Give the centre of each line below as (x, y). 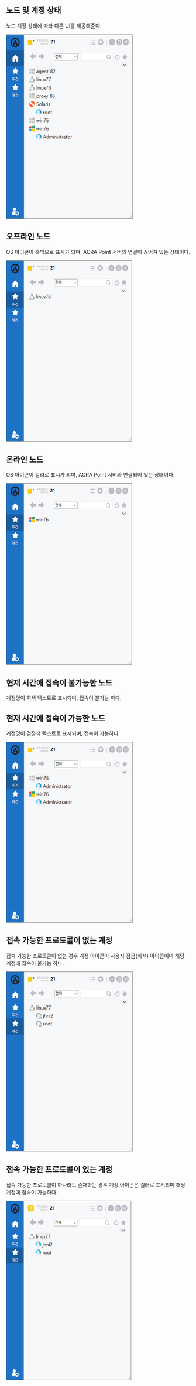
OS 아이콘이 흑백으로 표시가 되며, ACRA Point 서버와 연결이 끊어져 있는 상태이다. (98, 252)
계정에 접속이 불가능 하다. (35, 963)
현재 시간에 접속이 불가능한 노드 (59, 683)
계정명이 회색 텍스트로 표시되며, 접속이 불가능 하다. (64, 698)
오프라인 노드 (28, 237)
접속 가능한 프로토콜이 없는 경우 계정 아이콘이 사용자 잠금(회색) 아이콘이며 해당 (95, 956)
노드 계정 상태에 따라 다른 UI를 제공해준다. (54, 26)
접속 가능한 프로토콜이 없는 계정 (59, 941)
